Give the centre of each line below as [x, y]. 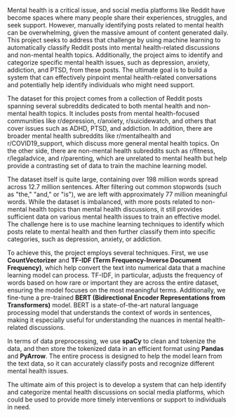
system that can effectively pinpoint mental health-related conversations [112, 77]
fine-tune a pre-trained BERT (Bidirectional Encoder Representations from [116, 297]
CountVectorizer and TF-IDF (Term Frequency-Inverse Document [104, 260]
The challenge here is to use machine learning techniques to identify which [116, 224]
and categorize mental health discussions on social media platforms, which [116, 392]
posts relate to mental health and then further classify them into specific [112, 232]
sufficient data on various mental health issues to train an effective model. [114, 217]
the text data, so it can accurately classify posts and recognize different [111, 364]
